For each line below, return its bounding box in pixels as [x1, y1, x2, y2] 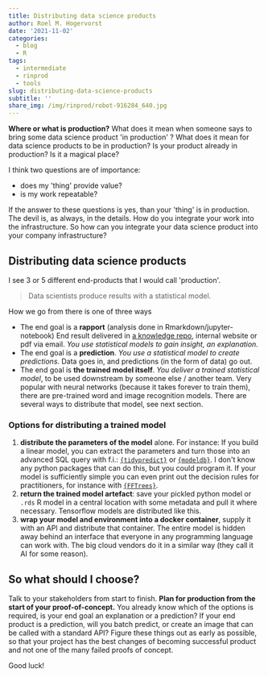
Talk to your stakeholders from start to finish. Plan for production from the [8, 594, 256, 604]
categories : [8, 34, 48, 43]
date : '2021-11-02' [8, 27, 74, 35]
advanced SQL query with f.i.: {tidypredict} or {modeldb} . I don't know [19, 455, 256, 464]
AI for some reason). [19, 549, 89, 559]
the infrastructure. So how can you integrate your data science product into [8, 222, 259, 232]
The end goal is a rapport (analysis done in [19, 322, 163, 331]
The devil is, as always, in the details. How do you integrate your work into [8, 214, 255, 223]
